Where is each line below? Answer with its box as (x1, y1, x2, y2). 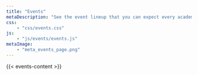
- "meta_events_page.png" (16, 47, 81, 53)
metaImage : (6, 42, 33, 47)
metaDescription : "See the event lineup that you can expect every (6, 14, 176, 20)
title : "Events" (6, 8, 46, 15)
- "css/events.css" (16, 25, 65, 31)
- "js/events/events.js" (16, 36, 78, 42)
